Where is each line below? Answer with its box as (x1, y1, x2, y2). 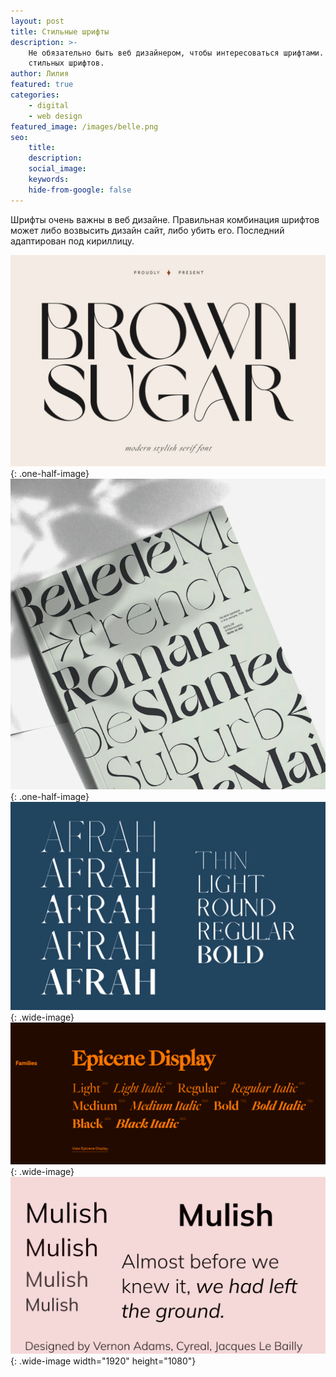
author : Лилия (10, 69, 70, 79)
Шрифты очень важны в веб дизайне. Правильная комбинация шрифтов (10, 213, 320, 225)
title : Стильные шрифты (10, 26, 110, 37)
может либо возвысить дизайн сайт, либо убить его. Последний (10, 224, 285, 236)
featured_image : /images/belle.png (10, 121, 159, 132)
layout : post (10, 16, 65, 26)
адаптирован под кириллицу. (10, 235, 135, 247)
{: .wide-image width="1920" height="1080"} (10, 1355, 197, 1367)
